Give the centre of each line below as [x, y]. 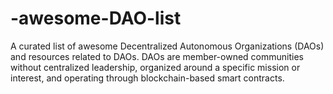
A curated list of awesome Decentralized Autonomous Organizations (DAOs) [167, 46]
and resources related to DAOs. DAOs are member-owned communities [157, 56]
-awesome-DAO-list [96, 18]
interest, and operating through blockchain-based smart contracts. [147, 78]
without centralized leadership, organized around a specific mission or [155, 67]
